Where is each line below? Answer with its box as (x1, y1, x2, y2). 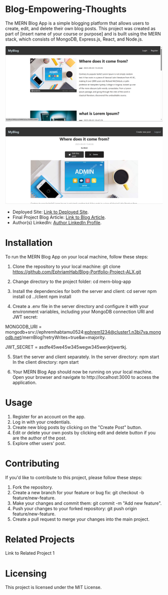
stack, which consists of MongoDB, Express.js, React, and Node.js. (5, 36, 143, 42)
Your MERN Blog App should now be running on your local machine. (12, 369, 153, 375)
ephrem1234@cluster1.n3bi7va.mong (84, 329, 161, 335)
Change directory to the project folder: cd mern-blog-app (12, 278, 131, 284)
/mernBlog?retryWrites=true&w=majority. (20, 334, 106, 340)
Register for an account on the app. (12, 413, 86, 419)
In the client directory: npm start (12, 359, 79, 365)
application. (12, 379, 37, 385)
